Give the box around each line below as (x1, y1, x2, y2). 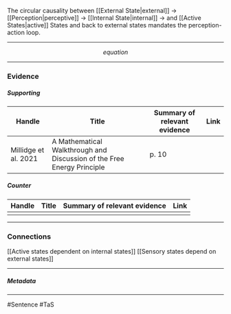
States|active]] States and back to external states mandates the (7, 21, 187, 29)
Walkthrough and (52, 145, 107, 154)
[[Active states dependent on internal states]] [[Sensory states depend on (7, 247, 217, 256)
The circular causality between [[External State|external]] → (7, 7, 177, 14)
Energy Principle (52, 162, 105, 171)
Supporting (7, 88, 41, 97)
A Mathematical (52, 136, 103, 146)
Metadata (7, 276, 36, 285)
